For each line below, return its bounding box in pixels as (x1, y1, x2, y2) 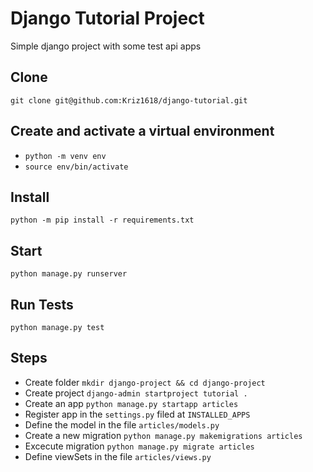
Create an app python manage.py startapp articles (24, 397, 239, 409)
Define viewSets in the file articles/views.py (24, 450, 212, 462)
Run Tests (10, 296, 74, 313)
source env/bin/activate (24, 162, 129, 172)
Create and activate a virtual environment (10, 123, 275, 140)
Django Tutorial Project (10, 7, 205, 30)
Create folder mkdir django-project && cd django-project (24, 376, 266, 388)
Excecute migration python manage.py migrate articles (24, 440, 255, 452)
